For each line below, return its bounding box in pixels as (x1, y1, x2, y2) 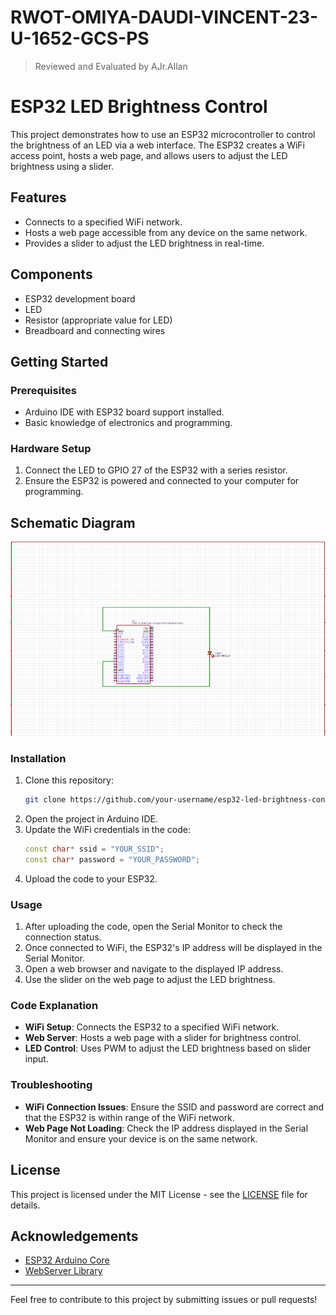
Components (10, 266, 93, 283)
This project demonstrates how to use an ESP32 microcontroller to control (10, 128, 316, 140)
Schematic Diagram (10, 514, 136, 531)
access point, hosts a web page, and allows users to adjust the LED (10, 149, 288, 161)
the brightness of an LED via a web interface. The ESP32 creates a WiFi (10, 139, 305, 151)
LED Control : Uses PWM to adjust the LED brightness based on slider (24, 1042, 312, 1055)
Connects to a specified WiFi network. (24, 216, 183, 228)
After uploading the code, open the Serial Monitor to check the (24, 921, 283, 933)
